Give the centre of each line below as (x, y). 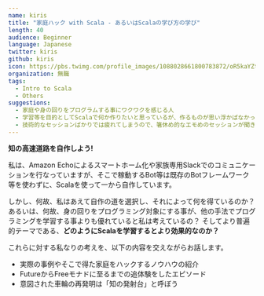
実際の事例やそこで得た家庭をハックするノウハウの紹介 (109, 264)
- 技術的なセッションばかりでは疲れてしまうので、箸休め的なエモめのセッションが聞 (132, 125)
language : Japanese (40, 45)
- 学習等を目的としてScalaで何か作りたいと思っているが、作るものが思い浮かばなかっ (136, 118)
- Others (29, 96)
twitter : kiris (33, 52)
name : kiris (27, 15)
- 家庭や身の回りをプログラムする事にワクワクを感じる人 (95, 111)
